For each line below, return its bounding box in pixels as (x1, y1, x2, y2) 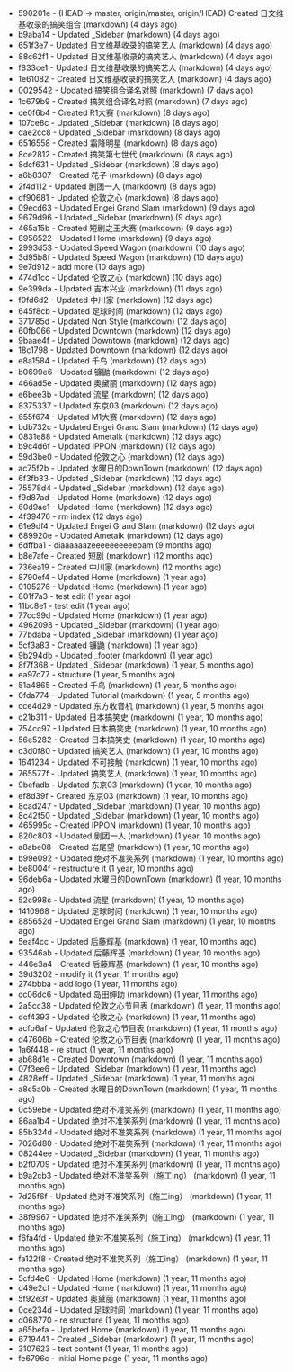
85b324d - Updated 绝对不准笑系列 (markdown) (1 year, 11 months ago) (17, 1127, 283, 1137)
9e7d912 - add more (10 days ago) (17, 262, 146, 272)
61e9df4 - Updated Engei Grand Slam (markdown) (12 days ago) (17, 521, 256, 531)
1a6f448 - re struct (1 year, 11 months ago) (17, 1045, 173, 1054)
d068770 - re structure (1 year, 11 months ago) (17, 1314, 190, 1325)
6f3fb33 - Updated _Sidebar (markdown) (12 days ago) (17, 473, 222, 483)
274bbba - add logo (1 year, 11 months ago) (17, 979, 178, 989)
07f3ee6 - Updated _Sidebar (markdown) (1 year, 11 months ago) (17, 1063, 257, 1073)
